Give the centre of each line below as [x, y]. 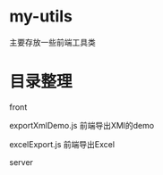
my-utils [41, 17]
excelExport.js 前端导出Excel [62, 144]
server [21, 162]
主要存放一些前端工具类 [52, 42]
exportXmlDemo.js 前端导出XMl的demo [82, 125]
